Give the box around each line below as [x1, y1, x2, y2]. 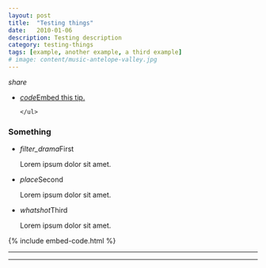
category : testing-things [8, 41, 93, 49]
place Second [19, 175, 63, 184]
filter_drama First [19, 144, 74, 154]
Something [8, 126, 51, 137]
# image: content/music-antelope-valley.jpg [8, 56, 158, 64]
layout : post [8, 11, 51, 20]
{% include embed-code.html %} [8, 236, 116, 246]
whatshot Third [19, 206, 68, 215]
